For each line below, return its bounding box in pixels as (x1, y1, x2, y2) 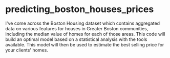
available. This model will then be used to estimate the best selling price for (5, 41, 164, 47)
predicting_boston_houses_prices (5, 4, 154, 15)
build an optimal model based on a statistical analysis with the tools (5, 36, 147, 42)
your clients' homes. (5, 47, 49, 53)
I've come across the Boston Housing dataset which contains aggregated (5, 20, 160, 26)
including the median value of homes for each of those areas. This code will (5, 31, 165, 37)
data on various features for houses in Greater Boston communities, (5, 25, 148, 31)
